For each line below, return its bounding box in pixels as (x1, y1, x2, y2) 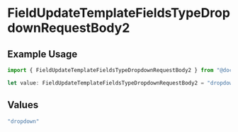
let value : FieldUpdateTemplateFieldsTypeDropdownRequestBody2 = (7, 79, 204, 86)
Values (7, 99, 39, 111)
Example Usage (7, 48, 78, 60)
